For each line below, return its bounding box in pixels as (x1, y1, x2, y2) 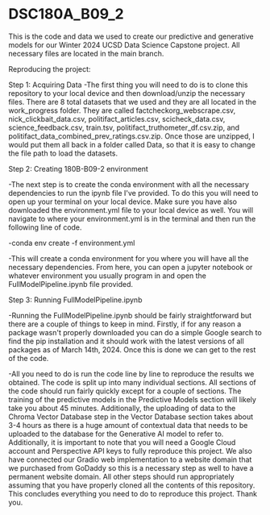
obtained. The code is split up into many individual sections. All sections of (8, 377, 256, 387)
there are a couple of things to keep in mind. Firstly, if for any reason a (8, 319, 242, 329)
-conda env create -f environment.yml (8, 238, 135, 247)
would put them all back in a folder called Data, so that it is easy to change (8, 139, 255, 149)
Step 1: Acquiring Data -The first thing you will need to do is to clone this (8, 80, 248, 89)
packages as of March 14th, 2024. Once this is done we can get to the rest (8, 344, 256, 355)
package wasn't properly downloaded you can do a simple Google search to (8, 327, 262, 337)
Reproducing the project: (8, 64, 91, 73)
